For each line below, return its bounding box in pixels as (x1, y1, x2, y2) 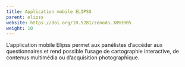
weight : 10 (6, 25, 33, 31)
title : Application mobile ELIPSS (6, 8, 92, 15)
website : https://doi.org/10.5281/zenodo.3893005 (6, 20, 132, 25)
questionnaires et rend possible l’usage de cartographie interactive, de (6, 48, 180, 55)
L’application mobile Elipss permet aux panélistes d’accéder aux (6, 42, 163, 49)
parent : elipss (6, 14, 44, 20)
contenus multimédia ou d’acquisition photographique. (6, 54, 140, 61)
